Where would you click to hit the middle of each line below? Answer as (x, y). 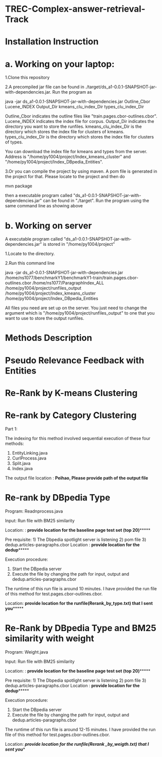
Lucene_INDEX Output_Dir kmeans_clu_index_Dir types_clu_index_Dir (75, 107)
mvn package (19, 186)
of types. (14, 142)
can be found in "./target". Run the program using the (96, 200)
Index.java (22, 468)
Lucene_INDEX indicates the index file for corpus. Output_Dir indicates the (80, 121)
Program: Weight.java (27, 652)
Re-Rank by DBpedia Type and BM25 (81, 628)
